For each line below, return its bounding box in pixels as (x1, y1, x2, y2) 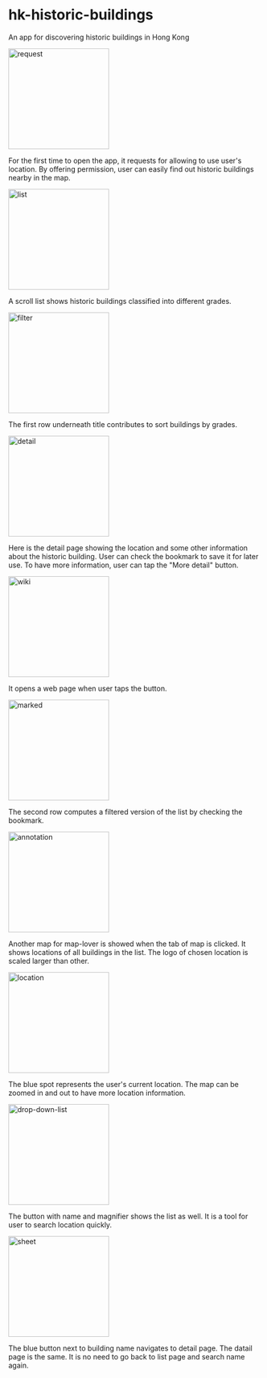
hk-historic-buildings (8, 6, 154, 24)
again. (8, 1360, 30, 1370)
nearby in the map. (8, 172, 71, 182)
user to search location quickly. (8, 1219, 113, 1230)
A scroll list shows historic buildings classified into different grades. (8, 296, 232, 305)
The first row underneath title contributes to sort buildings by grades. (8, 419, 237, 429)
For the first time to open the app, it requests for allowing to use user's (8, 156, 242, 165)
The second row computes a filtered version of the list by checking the (8, 807, 243, 816)
